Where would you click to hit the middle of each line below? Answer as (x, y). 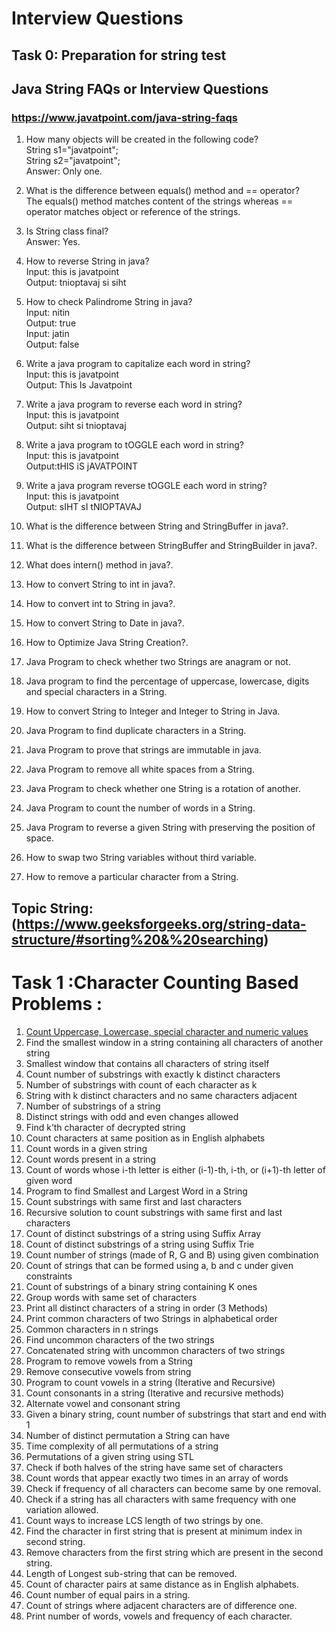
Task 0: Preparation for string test (119, 55)
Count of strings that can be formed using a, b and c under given (159, 1265)
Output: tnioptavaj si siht (76, 283)
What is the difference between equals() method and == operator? (162, 191)
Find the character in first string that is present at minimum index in (164, 1531)
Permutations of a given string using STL (109, 1456)
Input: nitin (48, 313)
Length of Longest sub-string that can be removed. (131, 1573)
